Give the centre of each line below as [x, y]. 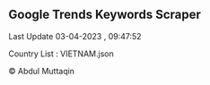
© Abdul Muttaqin [42, 71]
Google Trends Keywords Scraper [105, 15]
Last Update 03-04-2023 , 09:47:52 [75, 36]
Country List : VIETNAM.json [61, 54]
